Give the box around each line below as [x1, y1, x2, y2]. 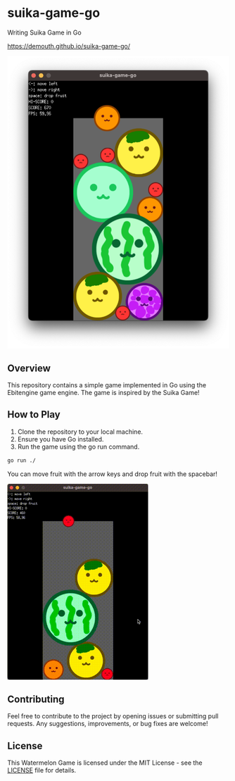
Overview [7, 362, 51, 374]
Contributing [7, 694, 65, 706]
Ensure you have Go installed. [17, 435, 104, 443]
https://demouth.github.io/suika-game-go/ [7, 42, 131, 50]
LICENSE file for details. [7, 766, 77, 775]
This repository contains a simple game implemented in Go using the [7, 380, 206, 389]
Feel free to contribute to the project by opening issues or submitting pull [7, 712, 219, 720]
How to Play [7, 408, 61, 420]
